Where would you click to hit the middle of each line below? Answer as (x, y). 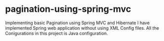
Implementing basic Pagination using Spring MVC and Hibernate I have (78, 23)
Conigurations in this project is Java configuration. (56, 33)
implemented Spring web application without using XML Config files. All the (82, 28)
